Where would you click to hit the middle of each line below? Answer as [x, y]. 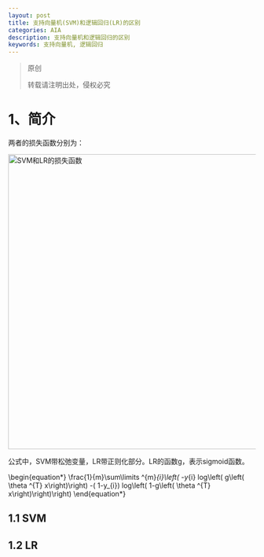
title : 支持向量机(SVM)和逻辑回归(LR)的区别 [75, 23]
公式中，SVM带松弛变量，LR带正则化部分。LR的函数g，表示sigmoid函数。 [128, 462]
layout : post [29, 15]
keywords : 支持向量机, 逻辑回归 [56, 45]
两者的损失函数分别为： [46, 143]
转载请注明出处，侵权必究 [69, 85]
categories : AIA [35, 30]
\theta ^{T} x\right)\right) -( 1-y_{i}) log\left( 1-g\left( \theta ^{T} [109, 485]
